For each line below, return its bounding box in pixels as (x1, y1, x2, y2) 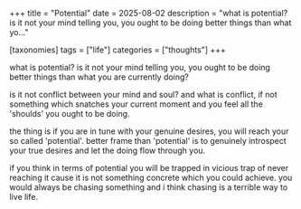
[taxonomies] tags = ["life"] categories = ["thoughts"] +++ (9, 44, 226, 55)
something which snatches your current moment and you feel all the (9, 99, 264, 109)
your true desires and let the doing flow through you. (9, 145, 206, 156)
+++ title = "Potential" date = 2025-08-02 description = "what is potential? (9, 8, 288, 18)
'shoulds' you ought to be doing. (9, 109, 130, 119)
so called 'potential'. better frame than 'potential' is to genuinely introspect (9, 136, 287, 146)
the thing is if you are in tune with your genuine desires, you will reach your (9, 126, 289, 137)
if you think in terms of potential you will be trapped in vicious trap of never (9, 163, 289, 173)
